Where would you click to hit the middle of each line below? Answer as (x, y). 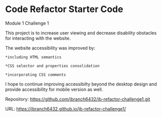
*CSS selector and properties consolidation (52, 66)
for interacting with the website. (38, 38)
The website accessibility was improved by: (50, 48)
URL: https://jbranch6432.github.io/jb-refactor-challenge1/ (66, 108)
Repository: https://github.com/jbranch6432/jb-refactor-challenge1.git (78, 99)
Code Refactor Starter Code (64, 9)
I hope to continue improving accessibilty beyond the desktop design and (81, 84)
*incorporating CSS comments (36, 75)
